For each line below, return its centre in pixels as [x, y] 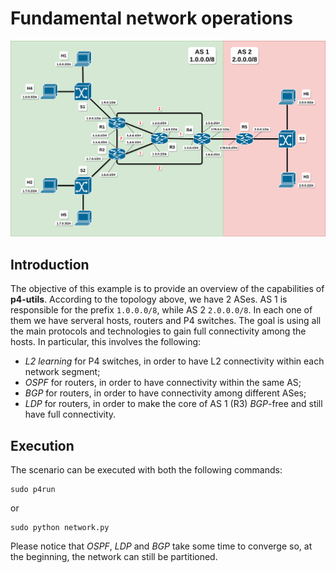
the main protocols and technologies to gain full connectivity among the [158, 331]
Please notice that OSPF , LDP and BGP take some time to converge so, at [161, 546]
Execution [42, 445]
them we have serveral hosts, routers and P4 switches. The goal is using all [166, 321]
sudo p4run [33, 490]
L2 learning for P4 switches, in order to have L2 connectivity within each [174, 361]
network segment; [62, 372]
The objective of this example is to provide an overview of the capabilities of [167, 289]
